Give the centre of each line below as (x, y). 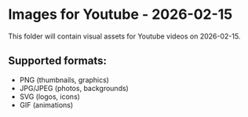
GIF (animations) (46, 104)
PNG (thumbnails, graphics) (64, 79)
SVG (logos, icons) (50, 97)
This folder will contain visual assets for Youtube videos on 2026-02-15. (124, 36)
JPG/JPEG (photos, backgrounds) (74, 88)
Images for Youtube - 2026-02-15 (120, 15)
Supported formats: (58, 61)
